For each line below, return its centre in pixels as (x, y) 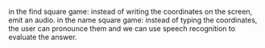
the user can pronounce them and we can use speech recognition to (122, 28)
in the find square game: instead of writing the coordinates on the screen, (130, 12)
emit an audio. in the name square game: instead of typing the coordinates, (133, 20)
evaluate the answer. (43, 37)
